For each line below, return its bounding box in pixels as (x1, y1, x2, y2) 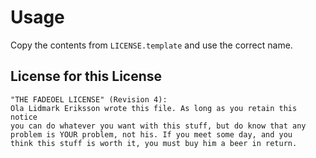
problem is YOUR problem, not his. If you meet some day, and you (10, 129, 293, 140)
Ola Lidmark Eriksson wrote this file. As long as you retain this (10, 103, 298, 113)
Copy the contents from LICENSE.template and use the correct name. (10, 39, 293, 51)
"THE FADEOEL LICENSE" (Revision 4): (10, 94, 168, 105)
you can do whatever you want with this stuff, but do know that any (10, 121, 307, 131)
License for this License (10, 68, 163, 85)
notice (10, 112, 38, 122)
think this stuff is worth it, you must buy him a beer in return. (10, 138, 298, 148)
